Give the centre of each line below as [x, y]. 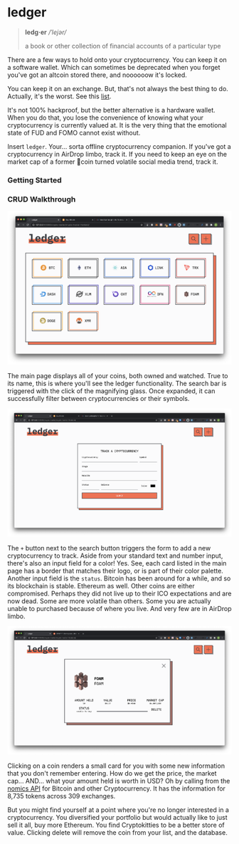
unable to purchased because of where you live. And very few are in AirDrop [119, 609]
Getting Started [34, 180]
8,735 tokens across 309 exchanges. [62, 796]
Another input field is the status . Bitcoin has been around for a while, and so [119, 578]
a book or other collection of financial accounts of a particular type [123, 46]
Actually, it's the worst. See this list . [59, 96]
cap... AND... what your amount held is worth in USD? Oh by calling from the [119, 781]
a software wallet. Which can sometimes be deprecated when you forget [114, 67]
